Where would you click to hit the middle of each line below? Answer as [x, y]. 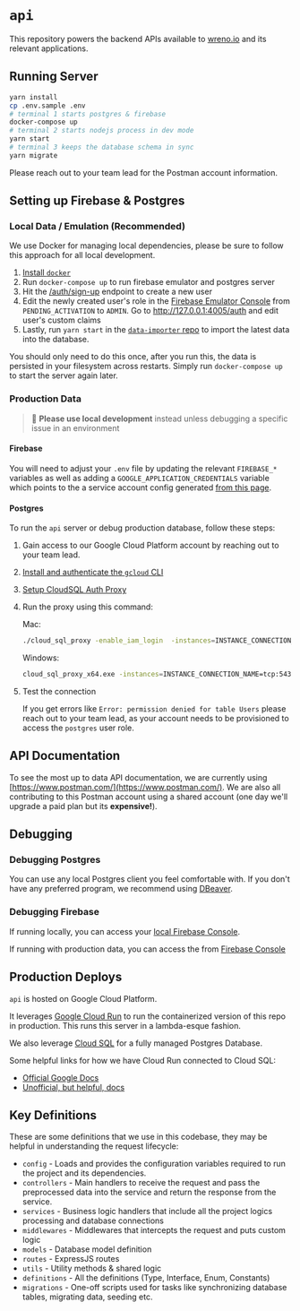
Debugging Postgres [55, 860]
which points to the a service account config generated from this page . [140, 487]
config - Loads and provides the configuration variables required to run [154, 1164]
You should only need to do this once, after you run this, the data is [133, 357]
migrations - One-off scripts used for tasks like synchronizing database [154, 1288]
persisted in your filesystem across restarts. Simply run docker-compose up [146, 367]
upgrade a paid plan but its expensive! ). [84, 806]
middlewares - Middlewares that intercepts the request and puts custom [154, 1230]
